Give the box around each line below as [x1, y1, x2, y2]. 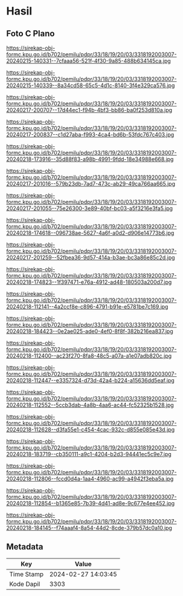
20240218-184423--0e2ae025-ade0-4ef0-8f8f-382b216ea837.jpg [6, 328, 173, 335]
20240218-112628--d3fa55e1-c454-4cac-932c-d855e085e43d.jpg [6, 426, 175, 433]
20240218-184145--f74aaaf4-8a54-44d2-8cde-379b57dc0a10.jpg [6, 525, 172, 531]
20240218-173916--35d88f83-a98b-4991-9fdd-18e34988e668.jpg [6, 156, 174, 163]
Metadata [6, 542, 43, 552]
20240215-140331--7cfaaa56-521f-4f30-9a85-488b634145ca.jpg [6, 57, 171, 64]
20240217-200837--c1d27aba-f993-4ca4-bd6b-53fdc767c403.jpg [6, 131, 175, 138]
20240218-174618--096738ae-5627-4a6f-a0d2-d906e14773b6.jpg [6, 229, 175, 237]
